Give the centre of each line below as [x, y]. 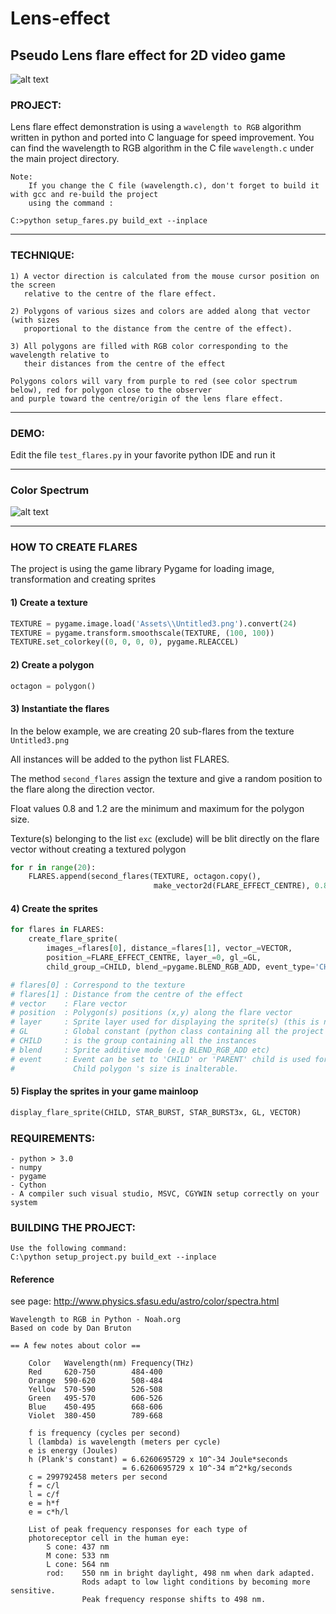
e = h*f [44, 1503]
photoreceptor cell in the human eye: [109, 1538]
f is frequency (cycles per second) [105, 1433]
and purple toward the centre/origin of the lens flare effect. [147, 398]
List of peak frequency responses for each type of [138, 1530]
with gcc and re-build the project [84, 195]
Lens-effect [60, 18]
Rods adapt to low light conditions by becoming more [196, 1582]
